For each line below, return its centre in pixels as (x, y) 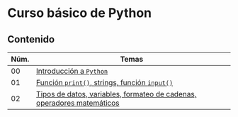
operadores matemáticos (78, 103)
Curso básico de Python (80, 13)
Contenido (31, 39)
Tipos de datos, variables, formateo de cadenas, (117, 94)
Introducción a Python (72, 71)
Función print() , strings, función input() (105, 83)
